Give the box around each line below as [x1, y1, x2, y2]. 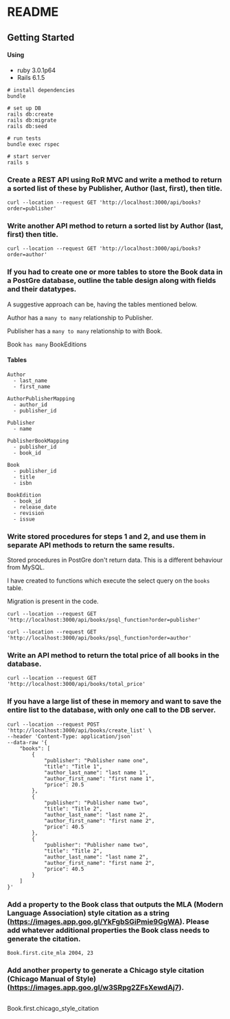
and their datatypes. [7, 284, 77, 294]
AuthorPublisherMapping [7, 395, 76, 402]
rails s [7, 159, 30, 166]
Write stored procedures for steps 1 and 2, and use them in [7, 532, 206, 541]
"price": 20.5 [43, 781, 84, 788]
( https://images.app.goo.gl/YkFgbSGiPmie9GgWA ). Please [7, 916, 209, 926]
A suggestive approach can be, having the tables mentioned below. [7, 300, 198, 308]
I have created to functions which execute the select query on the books [7, 576, 210, 585]
